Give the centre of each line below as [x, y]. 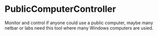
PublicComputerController [60, 9]
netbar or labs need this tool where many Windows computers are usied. [79, 28]
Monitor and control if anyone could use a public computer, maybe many [79, 23]
